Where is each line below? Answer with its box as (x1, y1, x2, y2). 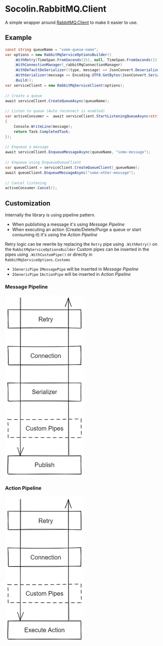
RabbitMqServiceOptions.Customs (5, 258, 70, 263)
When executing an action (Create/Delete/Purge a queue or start (12, 227, 142, 233)
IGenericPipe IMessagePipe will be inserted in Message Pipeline (12, 266, 139, 272)
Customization (5, 199, 51, 207)
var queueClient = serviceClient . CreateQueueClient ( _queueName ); (5, 165, 140, 170)
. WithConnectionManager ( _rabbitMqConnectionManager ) (14, 62, 123, 68)
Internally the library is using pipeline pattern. (5, 212, 96, 218)
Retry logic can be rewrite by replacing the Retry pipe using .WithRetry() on (5, 241, 158, 247)
